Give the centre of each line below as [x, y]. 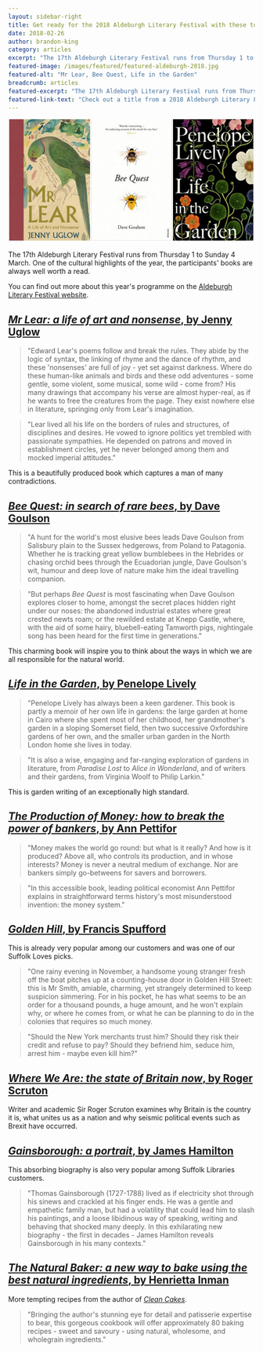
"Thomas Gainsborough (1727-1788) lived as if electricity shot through [141, 1193]
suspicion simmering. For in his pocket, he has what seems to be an [137, 996]
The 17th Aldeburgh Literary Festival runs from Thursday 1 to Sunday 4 [122, 254]
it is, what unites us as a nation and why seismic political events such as [124, 1118]
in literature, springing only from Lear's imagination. [110, 409]
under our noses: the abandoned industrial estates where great [129, 611]
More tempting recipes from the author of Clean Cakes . [98, 1299]
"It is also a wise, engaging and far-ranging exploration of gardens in [138, 760]
